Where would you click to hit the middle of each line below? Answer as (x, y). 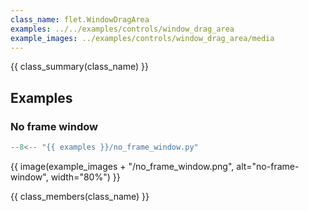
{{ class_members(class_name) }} (80, 196)
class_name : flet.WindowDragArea (80, 19)
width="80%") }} (85, 177)
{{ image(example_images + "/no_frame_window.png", (122, 166)
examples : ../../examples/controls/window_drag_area (122, 29)
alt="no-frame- (268, 166)
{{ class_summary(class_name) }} (79, 67)
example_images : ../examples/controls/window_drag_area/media (142, 38)
